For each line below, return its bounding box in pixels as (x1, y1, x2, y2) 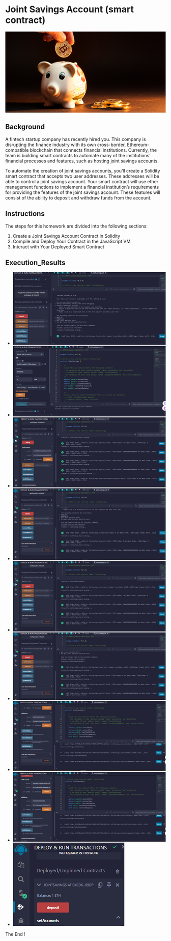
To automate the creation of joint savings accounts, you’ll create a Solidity (5, 167, 160, 174)
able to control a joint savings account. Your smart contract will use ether (5, 178, 159, 184)
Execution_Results (5, 258, 66, 267)
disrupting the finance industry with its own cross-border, (5, 141, 126, 148)
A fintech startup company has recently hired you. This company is (5, 136, 146, 142)
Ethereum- (127, 141, 150, 148)
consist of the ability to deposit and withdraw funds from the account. (5, 194, 152, 201)
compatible (5, 147, 29, 153)
